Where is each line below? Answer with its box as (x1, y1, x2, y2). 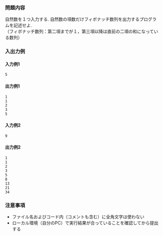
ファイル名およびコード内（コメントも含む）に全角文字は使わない (12, 214, 145, 220)
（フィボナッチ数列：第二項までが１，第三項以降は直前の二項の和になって (5, 28, 154, 35)
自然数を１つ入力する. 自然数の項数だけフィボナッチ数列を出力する (5, 16, 140, 22)
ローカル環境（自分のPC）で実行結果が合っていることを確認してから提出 (12, 220, 159, 226)
